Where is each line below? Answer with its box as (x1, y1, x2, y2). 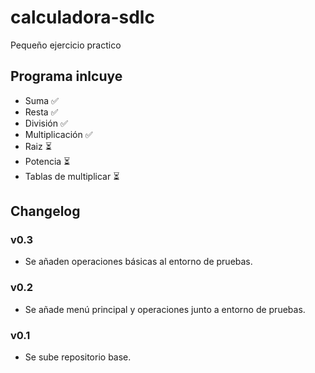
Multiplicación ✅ (24, 128, 93, 140)
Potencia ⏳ (24, 155, 71, 167)
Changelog (10, 203, 81, 220)
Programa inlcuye (10, 68, 123, 85)
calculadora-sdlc (10, 6, 155, 29)
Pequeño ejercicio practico (10, 39, 122, 51)
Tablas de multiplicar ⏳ (24, 170, 120, 182)
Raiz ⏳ (24, 140, 52, 152)
